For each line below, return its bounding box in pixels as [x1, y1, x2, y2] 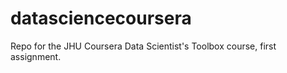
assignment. [10, 50, 62, 62]
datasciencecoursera [10, 7, 192, 30]
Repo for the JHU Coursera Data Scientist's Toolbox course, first [10, 40, 277, 52]
